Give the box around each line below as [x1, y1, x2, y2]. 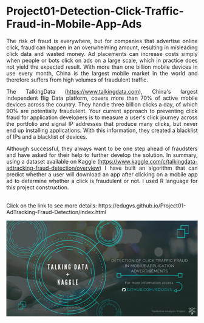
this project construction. [6, 184, 69, 191]
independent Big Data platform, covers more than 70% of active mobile [6, 94, 198, 102]
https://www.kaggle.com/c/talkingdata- [99, 158, 198, 165]
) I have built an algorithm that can [99, 164, 198, 172]
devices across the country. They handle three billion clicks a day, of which [6, 100, 198, 108]
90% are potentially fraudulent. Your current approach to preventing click [6, 107, 198, 114]
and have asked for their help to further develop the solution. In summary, [6, 151, 198, 159]
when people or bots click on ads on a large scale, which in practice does [6, 57, 198, 64]
